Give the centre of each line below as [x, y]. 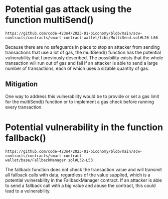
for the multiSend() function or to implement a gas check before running [80, 102]
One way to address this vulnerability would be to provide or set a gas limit [82, 96]
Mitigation [22, 84]
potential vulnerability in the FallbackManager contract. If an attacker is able [83, 180]
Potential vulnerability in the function [84, 127]
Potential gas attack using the [68, 9]
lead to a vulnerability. [28, 191]
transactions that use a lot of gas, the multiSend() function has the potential [83, 52]
